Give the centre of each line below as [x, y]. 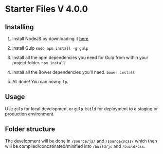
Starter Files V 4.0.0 [46, 9]
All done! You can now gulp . [40, 82]
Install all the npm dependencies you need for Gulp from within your [80, 58]
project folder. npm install [39, 63]
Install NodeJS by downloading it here [50, 38]
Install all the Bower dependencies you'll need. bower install [73, 72]
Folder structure [30, 129]
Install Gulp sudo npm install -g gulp [50, 48]
